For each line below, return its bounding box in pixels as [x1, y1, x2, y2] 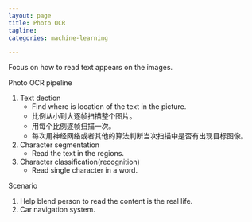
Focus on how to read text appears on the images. [8, 63, 173, 72]
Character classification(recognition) [19, 157, 141, 167]
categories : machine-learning [8, 33, 109, 42]
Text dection [19, 93, 61, 103]
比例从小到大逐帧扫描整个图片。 [31, 111, 137, 121]
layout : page [8, 11, 52, 20]
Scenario [8, 181, 38, 191]
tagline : [8, 26, 37, 34]
